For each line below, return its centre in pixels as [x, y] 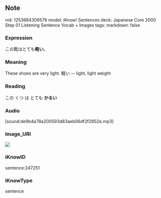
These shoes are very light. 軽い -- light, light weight [58, 74]
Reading [15, 86]
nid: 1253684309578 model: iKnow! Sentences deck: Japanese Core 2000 [80, 20]
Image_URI [18, 134]
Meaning [16, 62]
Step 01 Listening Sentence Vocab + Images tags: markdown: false [73, 25]
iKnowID [15, 157]
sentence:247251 [23, 168]
